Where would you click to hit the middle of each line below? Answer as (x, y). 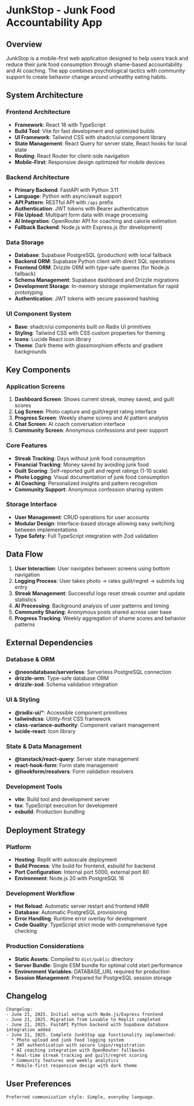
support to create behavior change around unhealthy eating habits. (87, 77)
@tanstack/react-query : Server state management (77, 759)
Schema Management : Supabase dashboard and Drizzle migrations (97, 280)
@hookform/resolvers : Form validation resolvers (74, 771)
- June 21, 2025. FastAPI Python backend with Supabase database (87, 1025)
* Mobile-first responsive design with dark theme (74, 1066)
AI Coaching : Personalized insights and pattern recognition (86, 483)
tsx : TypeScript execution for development (66, 806)
